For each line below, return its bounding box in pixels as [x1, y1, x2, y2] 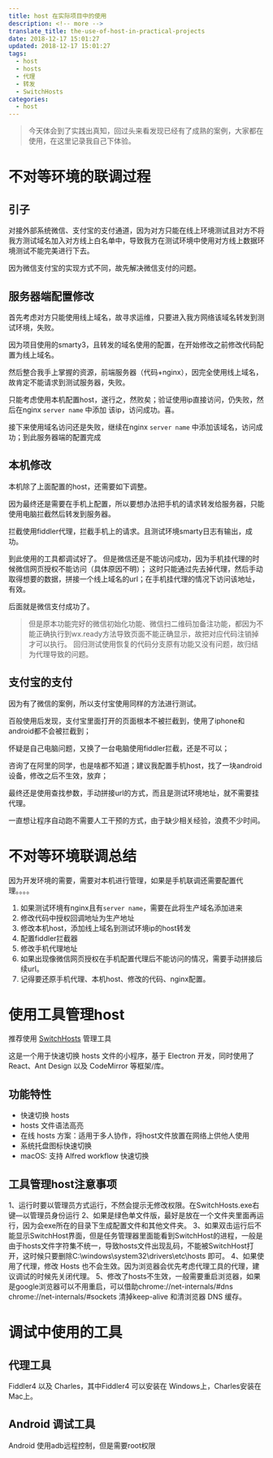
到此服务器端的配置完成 [22, 432, 102, 442]
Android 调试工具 [8, 1417, 96, 1431]
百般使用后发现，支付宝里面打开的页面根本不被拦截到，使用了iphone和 [8, 716, 245, 725]
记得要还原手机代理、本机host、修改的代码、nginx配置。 [19, 973, 210, 984]
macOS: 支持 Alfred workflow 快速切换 [19, 1151, 149, 1161]
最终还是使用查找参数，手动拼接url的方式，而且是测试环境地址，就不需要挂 [8, 788, 260, 798]
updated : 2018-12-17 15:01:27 [8, 42, 111, 50]
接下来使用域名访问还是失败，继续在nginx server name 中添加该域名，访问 [8, 422, 256, 432]
